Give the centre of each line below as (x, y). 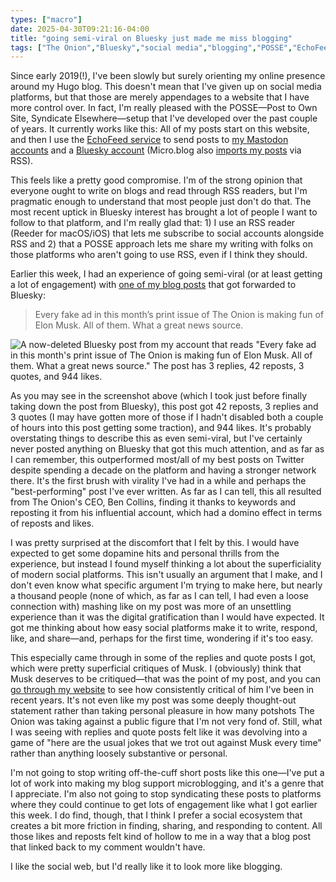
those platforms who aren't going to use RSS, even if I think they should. (159, 255)
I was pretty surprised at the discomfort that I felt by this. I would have (155, 543)
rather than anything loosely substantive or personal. (119, 753)
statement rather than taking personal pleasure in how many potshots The (162, 711)
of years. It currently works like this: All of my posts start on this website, (160, 129)
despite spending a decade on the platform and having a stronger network (163, 470)
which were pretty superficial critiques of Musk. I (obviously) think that (156, 668)
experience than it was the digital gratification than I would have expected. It (167, 617)
